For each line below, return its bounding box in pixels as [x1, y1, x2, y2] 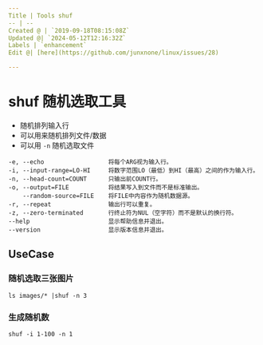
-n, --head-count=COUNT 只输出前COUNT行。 [8, 175, 162, 183]
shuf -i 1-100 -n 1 [8, 330, 73, 338]
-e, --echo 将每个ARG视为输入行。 [8, 157, 173, 166]
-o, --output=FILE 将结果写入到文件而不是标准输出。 [8, 183, 203, 192]
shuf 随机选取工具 [8, 93, 127, 111]
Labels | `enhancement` [8, 42, 88, 50]
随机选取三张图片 [8, 273, 74, 284]
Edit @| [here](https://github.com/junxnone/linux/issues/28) [8, 49, 219, 57]
